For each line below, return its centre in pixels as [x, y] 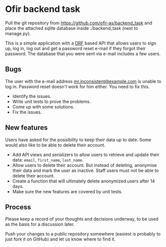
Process [18, 207]
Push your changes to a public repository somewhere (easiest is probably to [83, 234]
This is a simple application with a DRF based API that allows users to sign [81, 43]
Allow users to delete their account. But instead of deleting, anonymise [84, 165]
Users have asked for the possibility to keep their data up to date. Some [78, 140]
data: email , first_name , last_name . [48, 160]
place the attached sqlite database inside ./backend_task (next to [72, 28]
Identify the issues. [32, 96]
